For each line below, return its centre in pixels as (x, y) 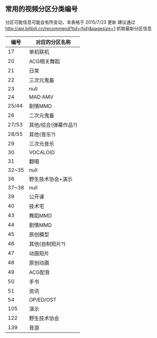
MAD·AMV (41, 97)
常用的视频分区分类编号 (41, 9)
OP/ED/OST (43, 300)
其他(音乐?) (42, 134)
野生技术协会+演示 (51, 179)
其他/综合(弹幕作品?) (53, 125)
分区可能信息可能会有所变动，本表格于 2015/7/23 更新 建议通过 (70, 22)
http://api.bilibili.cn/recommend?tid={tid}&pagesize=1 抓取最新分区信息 (78, 28)
